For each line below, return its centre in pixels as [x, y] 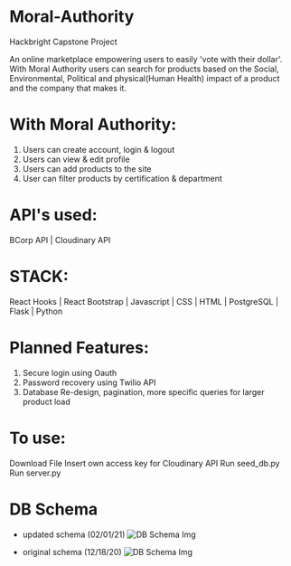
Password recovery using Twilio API [89, 382]
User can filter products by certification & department [122, 178]
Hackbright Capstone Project [63, 42]
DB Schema [54, 509]
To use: [38, 438]
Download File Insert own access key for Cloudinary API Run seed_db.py [145, 463]
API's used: [53, 215]
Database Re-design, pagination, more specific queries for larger [143, 391]
